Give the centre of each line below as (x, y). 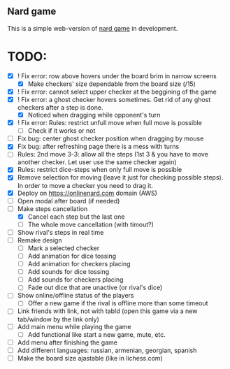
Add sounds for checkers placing (76, 280)
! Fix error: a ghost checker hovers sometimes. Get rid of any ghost (114, 99)
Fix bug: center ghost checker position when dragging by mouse (110, 138)
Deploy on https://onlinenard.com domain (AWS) (87, 193)
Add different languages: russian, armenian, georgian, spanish (107, 350)
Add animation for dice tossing (72, 256)
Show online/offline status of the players (76, 296)
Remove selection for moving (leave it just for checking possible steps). (120, 178)
